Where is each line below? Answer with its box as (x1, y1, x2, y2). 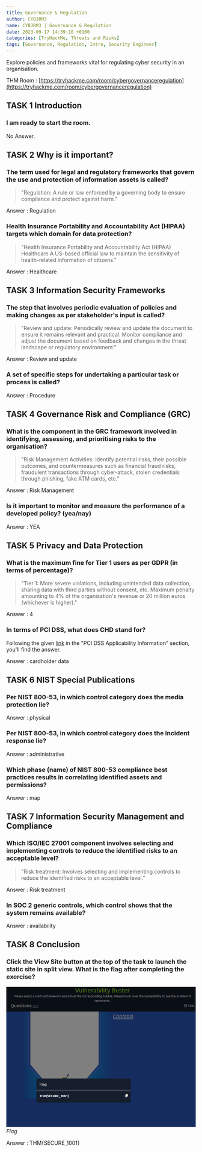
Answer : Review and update (6, 355, 77, 363)
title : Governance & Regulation (6, 10, 87, 16)
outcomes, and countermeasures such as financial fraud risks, (20, 462, 176, 470)
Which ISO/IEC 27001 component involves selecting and (6, 839, 174, 847)
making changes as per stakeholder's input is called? (6, 311, 165, 319)
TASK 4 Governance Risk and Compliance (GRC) (6, 409, 191, 420)
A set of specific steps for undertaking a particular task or (6, 370, 179, 379)
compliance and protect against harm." (20, 196, 117, 203)
